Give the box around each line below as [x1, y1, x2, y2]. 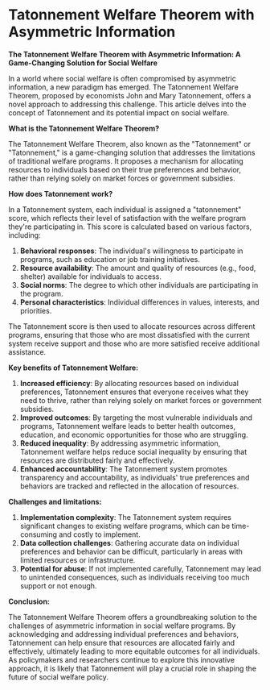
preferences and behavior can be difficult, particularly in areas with [19, 547, 243, 556]
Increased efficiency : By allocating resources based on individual [19, 378, 239, 388]
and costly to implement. [59, 530, 141, 539]
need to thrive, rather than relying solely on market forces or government [19, 395, 262, 405]
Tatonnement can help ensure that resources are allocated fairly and [8, 638, 235, 647]
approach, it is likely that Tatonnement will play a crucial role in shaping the [8, 663, 257, 673]
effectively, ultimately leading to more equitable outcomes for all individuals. [8, 646, 260, 656]
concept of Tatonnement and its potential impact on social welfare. [8, 107, 230, 118]
